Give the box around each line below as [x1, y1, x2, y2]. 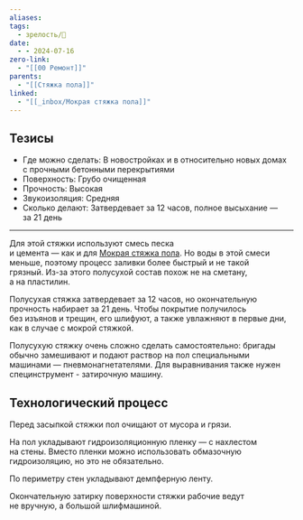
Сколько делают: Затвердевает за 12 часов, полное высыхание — [22, 202, 278, 213]
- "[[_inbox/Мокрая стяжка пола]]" [17, 97, 151, 107]
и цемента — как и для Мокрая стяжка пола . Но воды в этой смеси [9, 247, 271, 258]
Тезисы [9, 130, 54, 145]
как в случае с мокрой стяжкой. [9, 322, 134, 334]
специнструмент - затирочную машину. [9, 369, 164, 380]
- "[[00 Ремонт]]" [17, 64, 87, 73]
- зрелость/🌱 [17, 30, 67, 39]
